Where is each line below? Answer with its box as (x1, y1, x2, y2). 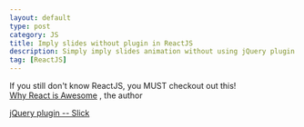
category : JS (9, 30, 59, 39)
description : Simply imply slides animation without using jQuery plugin (9, 47, 296, 56)
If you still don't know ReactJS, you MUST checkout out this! (9, 81, 237, 91)
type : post (9, 22, 51, 31)
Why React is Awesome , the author (9, 90, 143, 101)
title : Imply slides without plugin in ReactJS (9, 38, 194, 48)
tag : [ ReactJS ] (9, 55, 67, 64)
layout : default (9, 13, 71, 23)
